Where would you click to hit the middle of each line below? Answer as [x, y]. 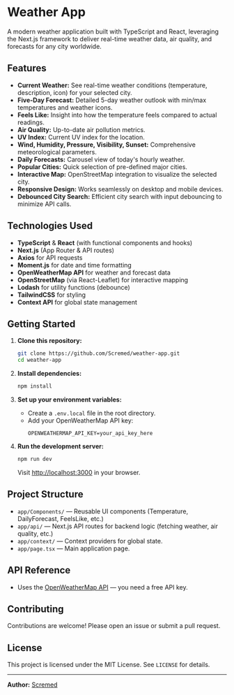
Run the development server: [61, 446]
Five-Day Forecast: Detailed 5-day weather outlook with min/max [112, 100]
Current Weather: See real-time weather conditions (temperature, [112, 85]
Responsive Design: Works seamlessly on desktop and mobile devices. [120, 189]
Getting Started [41, 324]
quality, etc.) [35, 533]
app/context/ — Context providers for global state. [90, 541]
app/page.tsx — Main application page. [73, 548]
